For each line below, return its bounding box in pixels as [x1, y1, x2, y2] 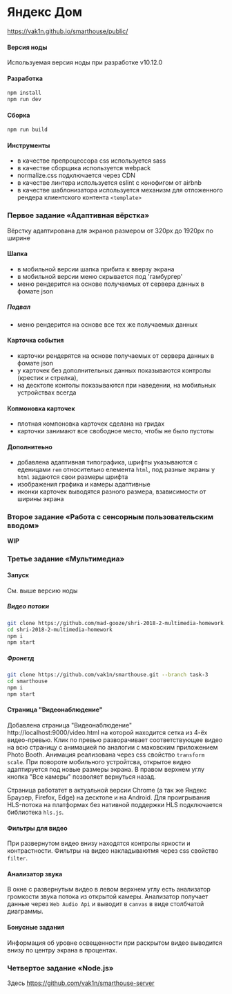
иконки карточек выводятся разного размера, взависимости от [17, 487, 206, 496]
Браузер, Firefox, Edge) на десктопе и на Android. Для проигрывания [7, 793, 211, 802]
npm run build [7, 126, 48, 134]
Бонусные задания [7, 923, 65, 932]
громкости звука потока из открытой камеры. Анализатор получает [7, 892, 209, 901]
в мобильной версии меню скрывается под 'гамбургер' [17, 272, 183, 280]
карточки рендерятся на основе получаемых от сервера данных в [17, 352, 215, 360]
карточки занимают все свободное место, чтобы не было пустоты [17, 427, 214, 435]
